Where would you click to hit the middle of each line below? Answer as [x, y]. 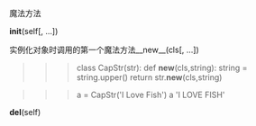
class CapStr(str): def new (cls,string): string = [162, 67]
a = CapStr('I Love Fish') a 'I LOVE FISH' [151, 94]
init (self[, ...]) [34, 31]
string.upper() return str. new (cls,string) [149, 77]
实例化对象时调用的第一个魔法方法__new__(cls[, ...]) [105, 49]
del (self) [25, 112]
